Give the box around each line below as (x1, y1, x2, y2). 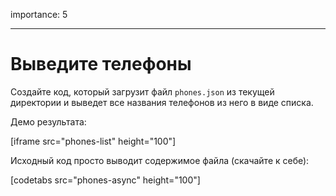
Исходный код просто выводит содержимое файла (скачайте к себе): (10, 154, 310, 166)
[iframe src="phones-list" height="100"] (10, 135, 177, 147)
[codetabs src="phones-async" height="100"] (10, 174, 201, 186)
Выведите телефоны (10, 53, 192, 76)
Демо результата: (10, 115, 87, 128)
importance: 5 (10, 9, 68, 20)
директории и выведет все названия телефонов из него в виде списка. (10, 96, 314, 108)
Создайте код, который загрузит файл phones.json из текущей (10, 85, 275, 98)
